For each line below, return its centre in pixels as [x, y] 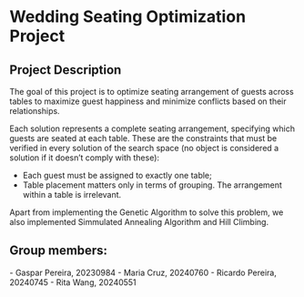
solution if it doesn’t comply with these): [85, 158]
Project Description [66, 70]
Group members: [58, 251]
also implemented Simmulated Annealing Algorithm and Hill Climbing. [139, 222]
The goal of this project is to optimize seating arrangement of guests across [152, 92]
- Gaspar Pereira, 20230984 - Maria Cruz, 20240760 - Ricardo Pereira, [143, 272]
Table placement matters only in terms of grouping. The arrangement [152, 185]
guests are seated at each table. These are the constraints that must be [143, 138]
